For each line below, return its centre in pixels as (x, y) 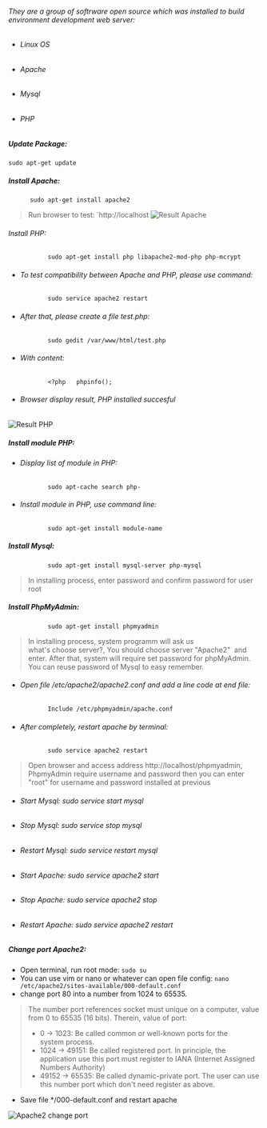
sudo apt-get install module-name (105, 528)
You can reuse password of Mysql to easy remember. (116, 666)
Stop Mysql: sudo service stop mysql (81, 826)
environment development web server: (72, 19)
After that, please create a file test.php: (85, 316)
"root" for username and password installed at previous (119, 782)
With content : (42, 358)
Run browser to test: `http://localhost (88, 214)
